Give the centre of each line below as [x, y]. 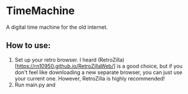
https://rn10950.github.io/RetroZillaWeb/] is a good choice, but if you [100, 66]
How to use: [28, 46]
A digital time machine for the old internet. [57, 27]
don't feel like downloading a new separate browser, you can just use [98, 72]
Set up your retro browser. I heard [56, 59]
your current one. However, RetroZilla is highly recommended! [90, 78]
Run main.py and [35, 85]
